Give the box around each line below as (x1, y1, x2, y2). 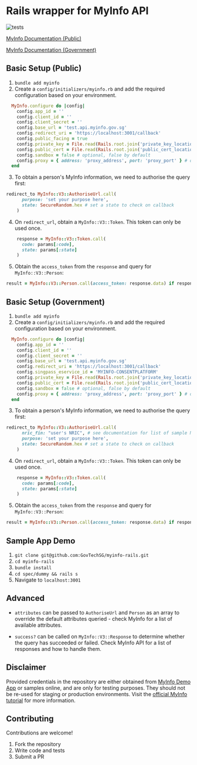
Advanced (6, 593, 45, 603)
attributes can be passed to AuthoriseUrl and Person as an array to (14, 609, 180, 616)
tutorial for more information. (6, 697, 76, 704)
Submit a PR (14, 753, 45, 760)
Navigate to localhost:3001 (14, 576, 81, 583)
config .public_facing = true (16, 136, 88, 142)
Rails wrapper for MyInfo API (6, 4, 149, 18)
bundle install (14, 565, 52, 571)
